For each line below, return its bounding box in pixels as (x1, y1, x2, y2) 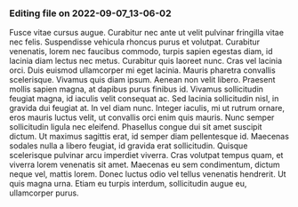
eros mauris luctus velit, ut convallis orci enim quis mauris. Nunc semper (9, 112, 275, 123)
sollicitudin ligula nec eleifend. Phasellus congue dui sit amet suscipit (9, 122, 262, 132)
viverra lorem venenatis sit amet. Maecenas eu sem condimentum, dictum (9, 159, 280, 171)
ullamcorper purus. (9, 187, 79, 198)
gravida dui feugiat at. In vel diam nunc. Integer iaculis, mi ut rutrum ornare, (9, 103, 285, 114)
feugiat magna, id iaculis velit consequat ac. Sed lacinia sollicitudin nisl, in (9, 93, 279, 104)
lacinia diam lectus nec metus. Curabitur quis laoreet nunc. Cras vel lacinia (9, 56, 283, 67)
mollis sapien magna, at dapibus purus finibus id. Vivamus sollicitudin (9, 84, 264, 95)
